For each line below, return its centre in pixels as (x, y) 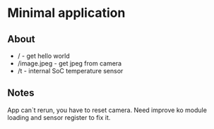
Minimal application (66, 13)
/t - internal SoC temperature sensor (70, 71)
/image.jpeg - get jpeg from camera (70, 63)
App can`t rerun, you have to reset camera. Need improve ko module (107, 110)
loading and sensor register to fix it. (59, 117)
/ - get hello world (44, 56)
